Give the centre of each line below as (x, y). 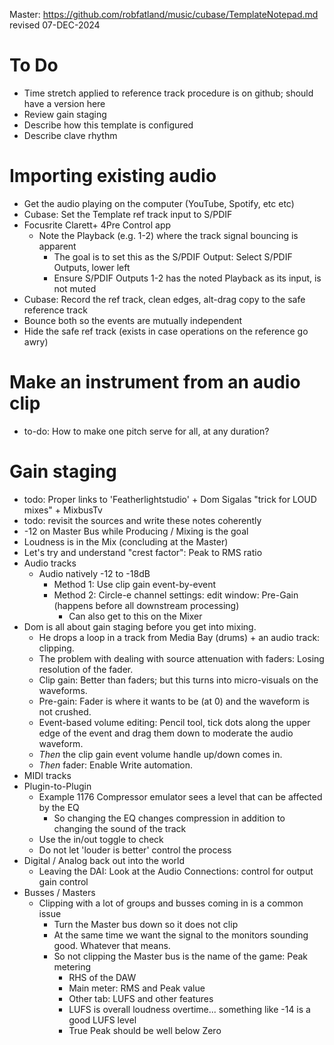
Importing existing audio (113, 176)
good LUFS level (102, 1020)
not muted (75, 288)
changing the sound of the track (120, 828)
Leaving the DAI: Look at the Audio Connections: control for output (176, 871)
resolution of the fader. (86, 669)
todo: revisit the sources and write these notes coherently (142, 520)
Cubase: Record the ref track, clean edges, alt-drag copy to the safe (164, 299)
